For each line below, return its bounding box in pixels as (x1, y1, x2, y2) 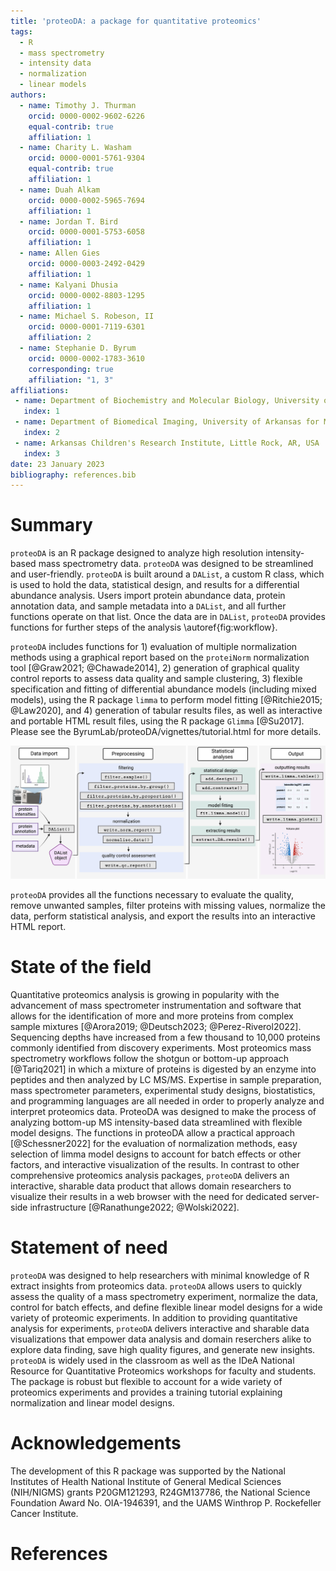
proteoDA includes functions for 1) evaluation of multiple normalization (10, 641, 298, 653)
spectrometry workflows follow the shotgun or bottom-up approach (10, 1053, 289, 1065)
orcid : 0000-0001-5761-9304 (28, 153, 145, 164)
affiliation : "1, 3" (28, 375, 114, 385)
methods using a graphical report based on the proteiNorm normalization (10, 651, 310, 664)
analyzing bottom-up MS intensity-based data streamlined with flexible (10, 1116, 303, 1129)
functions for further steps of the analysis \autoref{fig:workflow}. (10, 621, 278, 634)
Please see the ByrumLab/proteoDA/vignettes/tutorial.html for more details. (10, 726, 322, 738)
